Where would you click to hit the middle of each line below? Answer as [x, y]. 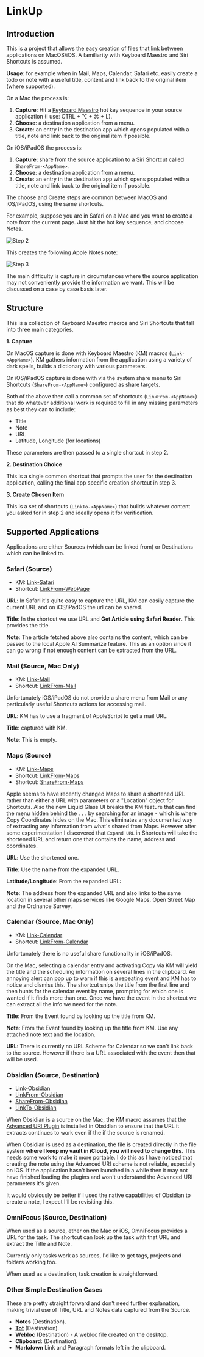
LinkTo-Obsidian [36, 1108]
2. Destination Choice [34, 464]
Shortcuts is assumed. [34, 61]
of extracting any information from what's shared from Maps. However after [101, 826]
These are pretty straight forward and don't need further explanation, [93, 1303]
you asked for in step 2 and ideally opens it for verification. [80, 513]
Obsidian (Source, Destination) [53, 1075]
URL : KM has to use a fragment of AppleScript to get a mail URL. [87, 716]
